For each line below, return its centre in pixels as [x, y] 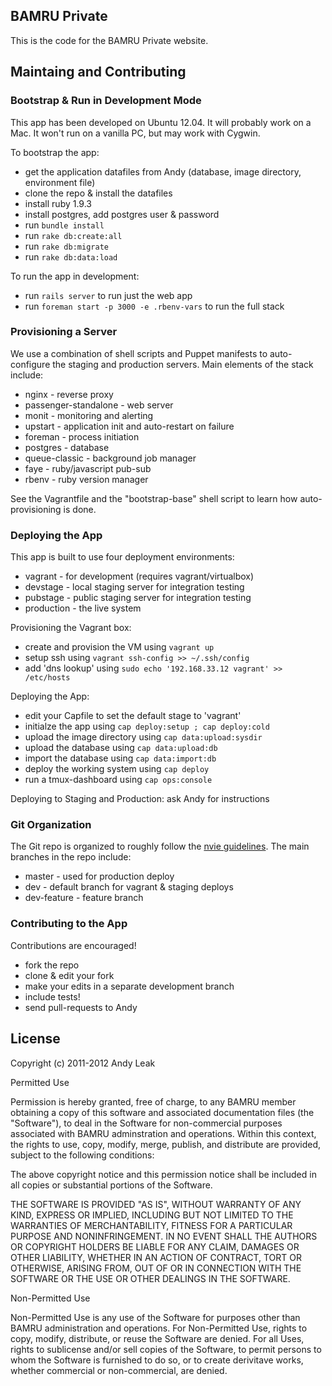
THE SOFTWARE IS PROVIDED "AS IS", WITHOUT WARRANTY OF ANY [156, 1204]
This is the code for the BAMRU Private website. [109, 40]
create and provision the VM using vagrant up [119, 647]
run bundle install [64, 225]
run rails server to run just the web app [108, 295]
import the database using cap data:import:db [120, 758]
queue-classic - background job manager [110, 458]
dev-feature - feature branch [84, 898]
